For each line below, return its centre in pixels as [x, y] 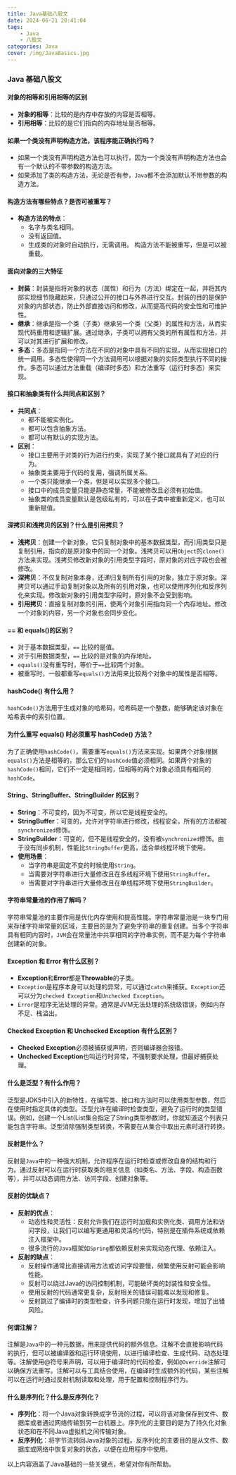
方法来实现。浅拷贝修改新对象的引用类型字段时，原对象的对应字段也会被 [122, 560]
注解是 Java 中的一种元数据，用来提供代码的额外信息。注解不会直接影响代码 [115, 1345]
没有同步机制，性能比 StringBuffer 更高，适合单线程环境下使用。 [116, 847]
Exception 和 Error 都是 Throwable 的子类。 [78, 978]
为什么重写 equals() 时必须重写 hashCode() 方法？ [80, 735]
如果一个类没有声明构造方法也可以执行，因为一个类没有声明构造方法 [116, 158]
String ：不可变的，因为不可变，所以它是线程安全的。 [94, 812]
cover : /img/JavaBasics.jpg [48, 54]
